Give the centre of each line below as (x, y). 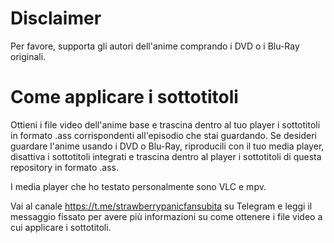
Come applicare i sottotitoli (124, 97)
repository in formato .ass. (64, 167)
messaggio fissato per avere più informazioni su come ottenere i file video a (166, 216)
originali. (28, 56)
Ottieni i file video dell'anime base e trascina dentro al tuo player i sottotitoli (165, 124)
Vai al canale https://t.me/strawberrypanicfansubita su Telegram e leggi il (161, 206)
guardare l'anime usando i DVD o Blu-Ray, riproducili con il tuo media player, (167, 146)
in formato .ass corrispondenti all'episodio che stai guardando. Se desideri (163, 135)
